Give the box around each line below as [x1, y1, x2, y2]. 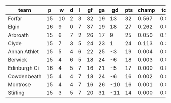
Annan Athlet [8, 48, 39, 55]
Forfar [8, 15, 23, 22]
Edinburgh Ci [8, 64, 39, 72]
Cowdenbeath [8, 73, 42, 80]
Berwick [8, 56, 27, 63]
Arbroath [8, 31, 30, 39]
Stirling [8, 89, 25, 96]
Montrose [8, 81, 31, 88]
